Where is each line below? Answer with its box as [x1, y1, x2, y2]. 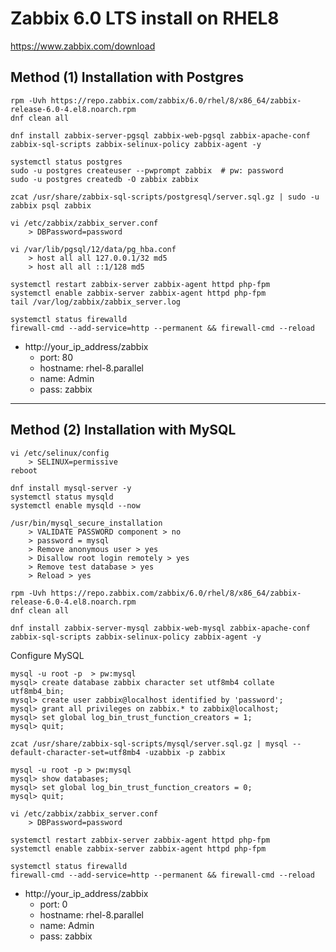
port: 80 [39, 351, 74, 363]
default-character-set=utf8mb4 [10, 747, 141, 757]
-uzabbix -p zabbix [144, 747, 226, 757]
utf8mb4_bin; [10, 686, 65, 696]
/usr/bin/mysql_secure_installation [10, 518, 163, 528]
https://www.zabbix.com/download [10, 40, 156, 52]
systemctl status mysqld [10, 492, 114, 502]
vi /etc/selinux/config [10, 448, 110, 458]
